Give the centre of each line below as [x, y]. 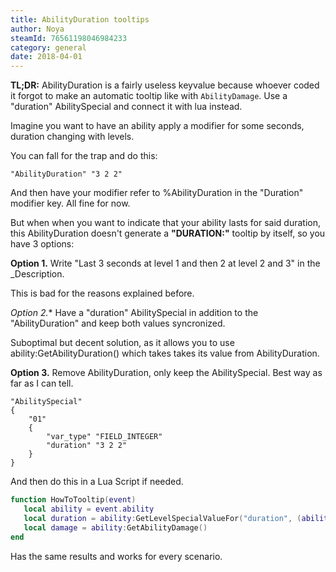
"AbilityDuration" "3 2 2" [66, 174]
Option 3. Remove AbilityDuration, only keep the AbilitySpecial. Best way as [166, 373]
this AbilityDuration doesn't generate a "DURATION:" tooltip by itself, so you [168, 233]
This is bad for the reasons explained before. [102, 293]
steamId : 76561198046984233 [69, 38]
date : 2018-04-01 [46, 57]
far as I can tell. [42, 383]
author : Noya [37, 29]
